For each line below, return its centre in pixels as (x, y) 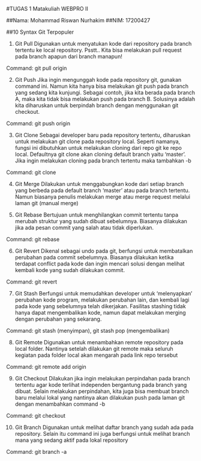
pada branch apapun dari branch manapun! (69, 56)
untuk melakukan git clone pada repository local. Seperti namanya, (97, 141)
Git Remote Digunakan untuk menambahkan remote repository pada (99, 342)
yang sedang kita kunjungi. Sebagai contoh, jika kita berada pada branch (105, 92)
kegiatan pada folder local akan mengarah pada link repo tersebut (96, 355)
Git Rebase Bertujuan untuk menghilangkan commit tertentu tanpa (97, 215)
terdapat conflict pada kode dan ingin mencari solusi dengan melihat (100, 264)
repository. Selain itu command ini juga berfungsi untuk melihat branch (102, 434)
